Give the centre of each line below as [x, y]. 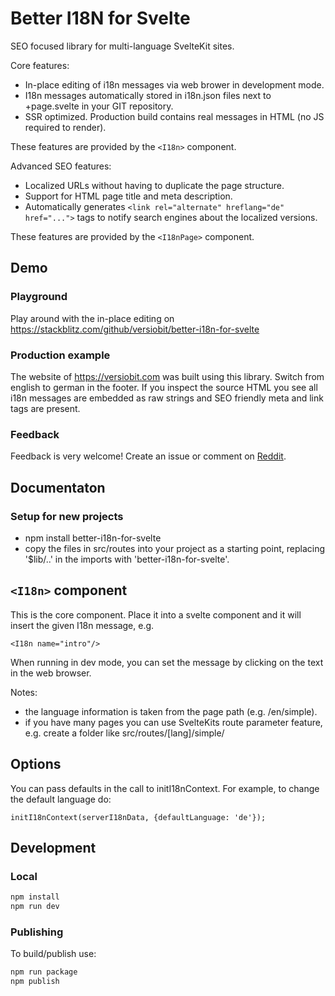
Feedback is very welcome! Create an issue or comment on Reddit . [148, 456]
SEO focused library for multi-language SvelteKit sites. [122, 46]
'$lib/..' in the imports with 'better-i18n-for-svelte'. [127, 559]
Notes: [24, 692]
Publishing [37, 932]
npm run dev [35, 907]
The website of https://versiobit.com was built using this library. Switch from [167, 376]
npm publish [35, 982]
